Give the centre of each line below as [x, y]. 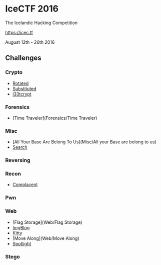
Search [20, 147]
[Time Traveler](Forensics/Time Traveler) [55, 118]
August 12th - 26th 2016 [30, 42]
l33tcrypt [22, 94]
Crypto [14, 72]
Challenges [23, 58]
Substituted [24, 89]
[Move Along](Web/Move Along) [46, 238]
